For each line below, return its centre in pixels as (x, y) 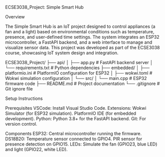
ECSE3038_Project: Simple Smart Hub (44, 7)
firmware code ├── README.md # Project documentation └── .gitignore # (82, 83)
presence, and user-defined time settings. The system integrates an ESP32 (82, 37)
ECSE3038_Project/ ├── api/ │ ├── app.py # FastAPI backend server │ (79, 62)
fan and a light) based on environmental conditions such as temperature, (80, 32)
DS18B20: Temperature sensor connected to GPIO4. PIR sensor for (74, 139)
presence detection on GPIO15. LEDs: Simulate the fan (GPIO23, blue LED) (81, 144)
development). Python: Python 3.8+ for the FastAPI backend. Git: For (76, 118)
